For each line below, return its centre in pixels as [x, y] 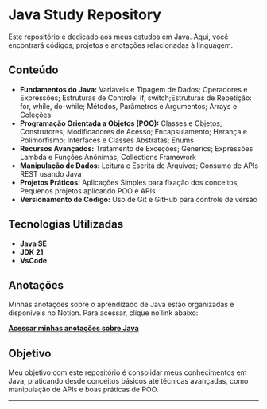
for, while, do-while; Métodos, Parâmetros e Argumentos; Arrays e [128, 106]
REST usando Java [50, 173]
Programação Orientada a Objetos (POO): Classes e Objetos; [121, 123]
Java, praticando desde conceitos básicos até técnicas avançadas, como [128, 381]
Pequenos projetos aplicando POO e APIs [88, 191]
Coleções [35, 115]
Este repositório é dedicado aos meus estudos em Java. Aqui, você [118, 37]
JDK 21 [31, 251]
